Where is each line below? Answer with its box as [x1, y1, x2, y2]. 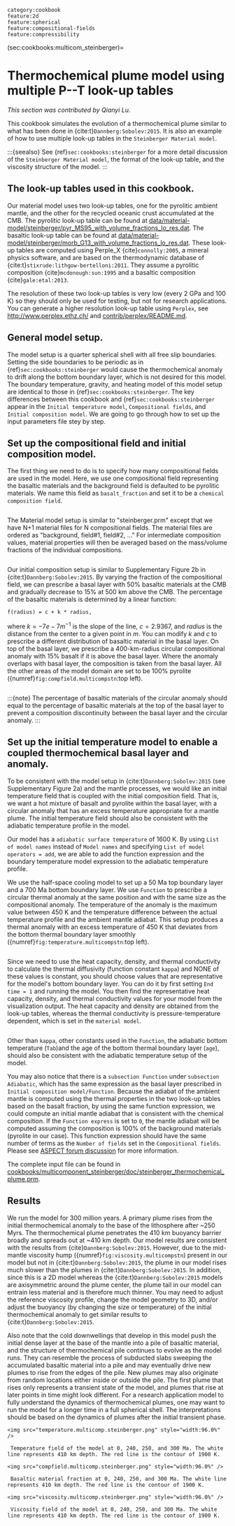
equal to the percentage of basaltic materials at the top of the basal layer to [7, 701, 225, 710]
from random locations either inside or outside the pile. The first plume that [7, 1376, 224, 1384]
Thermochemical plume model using [7, 68, 225, 84]
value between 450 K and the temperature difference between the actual [7, 907, 218, 916]
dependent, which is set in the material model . [7, 1016, 142, 1025]
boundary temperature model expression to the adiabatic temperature [7, 857, 208, 865]
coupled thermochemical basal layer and [7, 747, 189, 759]
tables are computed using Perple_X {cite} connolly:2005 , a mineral [16, 245, 208, 254]
